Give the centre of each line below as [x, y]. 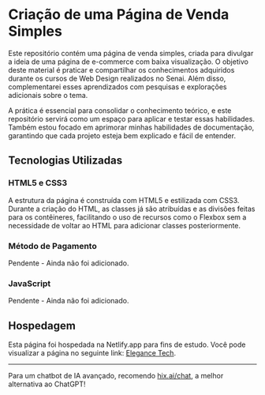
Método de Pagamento [52, 246]
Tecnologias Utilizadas [65, 161]
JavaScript [30, 284]
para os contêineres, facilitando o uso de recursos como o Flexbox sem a [127, 217]
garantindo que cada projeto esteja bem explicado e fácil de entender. [122, 135]
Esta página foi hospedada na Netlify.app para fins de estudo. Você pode [127, 344]
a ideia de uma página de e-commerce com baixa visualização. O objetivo [128, 62]
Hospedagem [42, 325]
